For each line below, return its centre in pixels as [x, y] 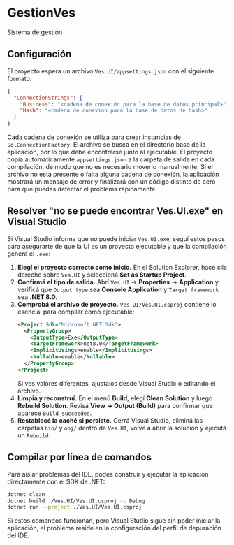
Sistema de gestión [35, 32]
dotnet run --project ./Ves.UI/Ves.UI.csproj [74, 507]
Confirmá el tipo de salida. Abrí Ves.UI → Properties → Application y [118, 282]
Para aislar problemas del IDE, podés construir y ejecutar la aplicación [108, 474]
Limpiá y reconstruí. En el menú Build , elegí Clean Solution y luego [115, 398]
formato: [20, 78]
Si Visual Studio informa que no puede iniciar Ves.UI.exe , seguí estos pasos [116, 238]
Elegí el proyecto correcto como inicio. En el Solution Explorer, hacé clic [122, 267]
